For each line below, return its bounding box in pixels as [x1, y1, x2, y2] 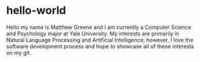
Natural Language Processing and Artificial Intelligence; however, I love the [6, 36, 194, 43]
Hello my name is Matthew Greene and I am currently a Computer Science [6, 23, 192, 31]
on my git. [6, 49, 32, 56]
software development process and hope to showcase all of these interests [6, 43, 194, 50]
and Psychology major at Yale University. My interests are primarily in [6, 29, 180, 37]
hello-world [6, 4, 67, 17]
